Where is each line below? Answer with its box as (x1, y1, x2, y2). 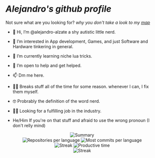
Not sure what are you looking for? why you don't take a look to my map (5, 20, 150, 25)
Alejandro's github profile (5, 3, 112, 15)
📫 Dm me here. (12, 72, 45, 78)
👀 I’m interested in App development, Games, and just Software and (12, 38, 148, 44)
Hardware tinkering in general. (12, 43, 73, 49)
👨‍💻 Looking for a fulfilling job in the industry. (12, 108, 102, 114)
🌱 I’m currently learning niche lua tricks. (12, 53, 92, 59)
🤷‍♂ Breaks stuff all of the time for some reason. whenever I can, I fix (12, 83, 149, 89)
